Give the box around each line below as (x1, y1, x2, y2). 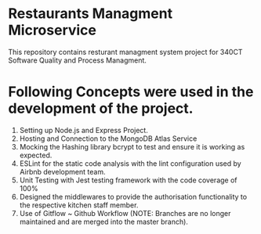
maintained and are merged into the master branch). (19, 217, 188, 226)
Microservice (8, 21, 96, 39)
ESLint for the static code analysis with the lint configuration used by (19, 158, 241, 168)
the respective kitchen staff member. (19, 200, 139, 210)
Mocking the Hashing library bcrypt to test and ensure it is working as (19, 142, 245, 151)
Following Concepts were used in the (8, 83, 254, 101)
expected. (19, 150, 53, 160)
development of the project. (8, 99, 194, 117)
